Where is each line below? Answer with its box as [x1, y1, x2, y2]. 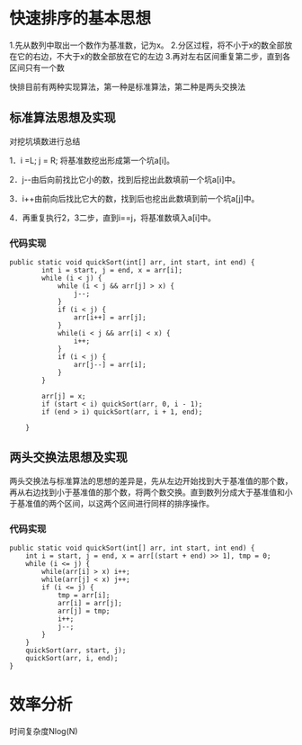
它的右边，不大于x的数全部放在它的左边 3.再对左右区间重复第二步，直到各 [16, 50, 290, 61]
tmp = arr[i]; [57, 591, 111, 600]
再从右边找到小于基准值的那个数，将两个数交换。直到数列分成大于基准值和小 [9, 487, 293, 498]
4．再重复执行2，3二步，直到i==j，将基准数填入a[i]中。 [9, 212, 216, 223]
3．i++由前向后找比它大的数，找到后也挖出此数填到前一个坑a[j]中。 [9, 193, 260, 203]
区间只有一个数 [9, 62, 65, 73]
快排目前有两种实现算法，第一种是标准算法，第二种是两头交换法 [9, 81, 245, 92]
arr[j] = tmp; [57, 606, 111, 616]
